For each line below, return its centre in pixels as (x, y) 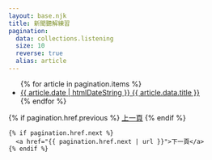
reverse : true (39, 53)
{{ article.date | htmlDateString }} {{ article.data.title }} (110, 92)
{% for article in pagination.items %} (81, 84)
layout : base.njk (38, 16)
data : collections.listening (65, 38)
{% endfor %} (43, 101)
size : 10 (30, 46)
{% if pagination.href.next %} (61, 133)
